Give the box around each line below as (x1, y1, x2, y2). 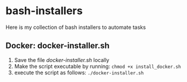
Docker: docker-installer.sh (5, 41, 110, 51)
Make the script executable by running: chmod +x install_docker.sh (14, 63, 181, 70)
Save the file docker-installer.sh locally (14, 56, 110, 63)
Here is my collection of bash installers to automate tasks (5, 24, 147, 31)
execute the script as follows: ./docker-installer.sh (14, 69, 144, 76)
